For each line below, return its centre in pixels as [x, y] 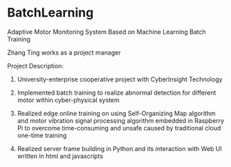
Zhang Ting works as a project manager [64, 52]
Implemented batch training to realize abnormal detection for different [117, 92]
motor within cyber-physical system [68, 100]
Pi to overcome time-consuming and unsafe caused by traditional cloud [119, 128]
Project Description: [36, 66]
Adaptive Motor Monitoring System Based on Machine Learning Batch [107, 32]
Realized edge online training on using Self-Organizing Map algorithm [116, 113]
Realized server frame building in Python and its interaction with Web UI [120, 148]
